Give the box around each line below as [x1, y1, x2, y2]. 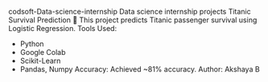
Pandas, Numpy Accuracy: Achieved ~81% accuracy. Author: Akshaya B [19, 64, 260, 74]
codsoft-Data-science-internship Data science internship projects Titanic [8, 7, 251, 16]
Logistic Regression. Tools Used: [8, 24, 118, 33]
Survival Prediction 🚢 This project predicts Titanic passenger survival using [8, 15, 258, 25]
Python [19, 39, 44, 49]
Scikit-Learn [19, 56, 61, 65]
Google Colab [19, 48, 66, 57]
